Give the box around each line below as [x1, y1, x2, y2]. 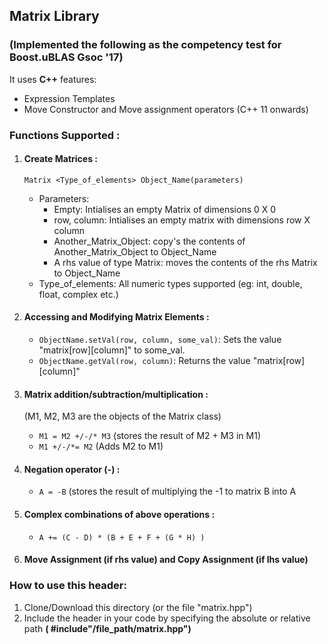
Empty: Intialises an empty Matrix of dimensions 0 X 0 [53, 203, 277, 215]
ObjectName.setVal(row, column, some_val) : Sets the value [38, 334, 282, 346]
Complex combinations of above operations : [23, 509, 216, 521]
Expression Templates [23, 92, 116, 104]
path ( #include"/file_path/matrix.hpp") [23, 622, 192, 634]
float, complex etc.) [38, 288, 119, 300]
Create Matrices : [23, 153, 99, 165]
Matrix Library [9, 8, 100, 25]
